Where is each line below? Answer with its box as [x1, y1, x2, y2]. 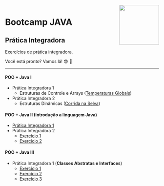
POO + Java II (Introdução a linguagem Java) [5, 112, 98, 118]
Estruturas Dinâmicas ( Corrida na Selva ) [19, 101, 101, 106]
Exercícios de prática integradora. [5, 49, 73, 55]
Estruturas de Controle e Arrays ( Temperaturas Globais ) [19, 90, 132, 96]
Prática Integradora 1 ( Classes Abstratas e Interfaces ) [12, 160, 123, 166]
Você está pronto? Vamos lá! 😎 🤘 [5, 59, 72, 64]
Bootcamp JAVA [5, 17, 72, 28]
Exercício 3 [19, 176, 42, 182]
